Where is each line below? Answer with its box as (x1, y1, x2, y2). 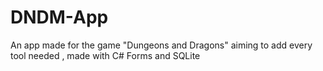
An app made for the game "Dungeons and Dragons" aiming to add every (10, 39, 313, 51)
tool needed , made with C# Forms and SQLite (10, 49, 201, 61)
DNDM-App (10, 6, 109, 29)
